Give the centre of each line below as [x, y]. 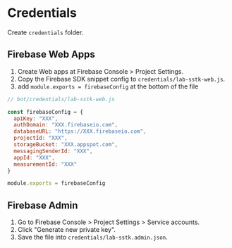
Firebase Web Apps [51, 54]
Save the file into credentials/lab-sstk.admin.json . [92, 237]
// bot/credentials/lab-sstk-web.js [61, 99]
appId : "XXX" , [34, 157]
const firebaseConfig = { [45, 112]
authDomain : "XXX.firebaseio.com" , [66, 125]
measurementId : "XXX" [45, 164]
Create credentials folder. [45, 32]
